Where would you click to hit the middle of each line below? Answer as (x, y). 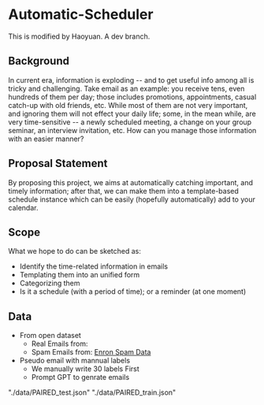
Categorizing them (50, 283)
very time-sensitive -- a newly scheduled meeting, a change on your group (130, 122)
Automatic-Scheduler (81, 15)
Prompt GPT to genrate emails (80, 377)
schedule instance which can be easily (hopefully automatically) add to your (132, 199)
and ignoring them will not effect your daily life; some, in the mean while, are (132, 113)
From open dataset (50, 336)
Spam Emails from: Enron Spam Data (91, 352)
